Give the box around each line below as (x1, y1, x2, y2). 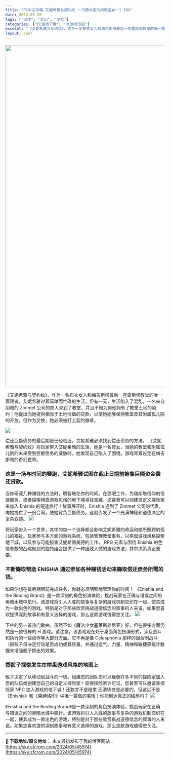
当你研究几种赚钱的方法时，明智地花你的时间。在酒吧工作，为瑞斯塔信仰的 (5, 490, 160, 497)
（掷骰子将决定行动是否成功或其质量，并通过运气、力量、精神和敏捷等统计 (5, 641, 160, 647)
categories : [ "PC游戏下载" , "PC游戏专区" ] (5, 21, 90, 27)
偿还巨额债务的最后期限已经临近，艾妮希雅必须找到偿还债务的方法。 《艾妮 (5, 438, 162, 443)
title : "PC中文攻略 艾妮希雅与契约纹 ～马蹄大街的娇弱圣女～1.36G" (5, 7, 133, 13)
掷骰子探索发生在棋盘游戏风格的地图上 (5, 661, 99, 668)
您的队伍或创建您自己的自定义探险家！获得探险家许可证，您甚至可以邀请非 (5, 680, 160, 686)
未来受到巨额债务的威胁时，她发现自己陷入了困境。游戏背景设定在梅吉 (18, 450, 165, 456)
